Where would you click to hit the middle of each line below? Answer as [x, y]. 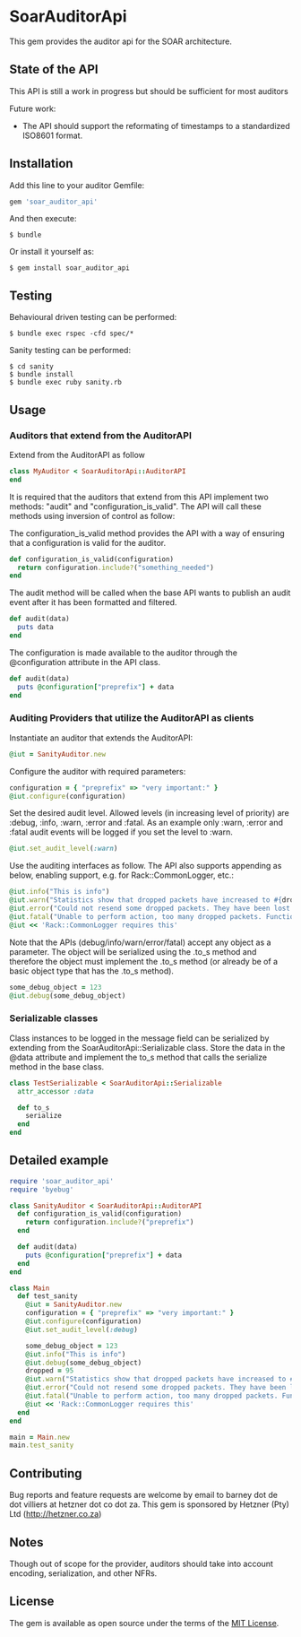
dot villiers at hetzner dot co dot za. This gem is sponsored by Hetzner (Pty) [149, 1504]
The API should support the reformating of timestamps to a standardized [156, 126]
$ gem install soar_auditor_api [69, 268]
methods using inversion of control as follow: [92, 515]
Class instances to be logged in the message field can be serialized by [139, 1038]
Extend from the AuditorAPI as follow [77, 455]
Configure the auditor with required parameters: [98, 771]
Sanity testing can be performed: [70, 351]
